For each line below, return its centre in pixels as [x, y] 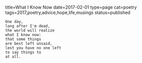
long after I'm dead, [28, 26]
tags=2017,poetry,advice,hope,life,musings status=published [68, 12]
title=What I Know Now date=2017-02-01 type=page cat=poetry [71, 7]
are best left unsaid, [29, 43]
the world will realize [30, 30]
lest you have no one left [33, 48]
